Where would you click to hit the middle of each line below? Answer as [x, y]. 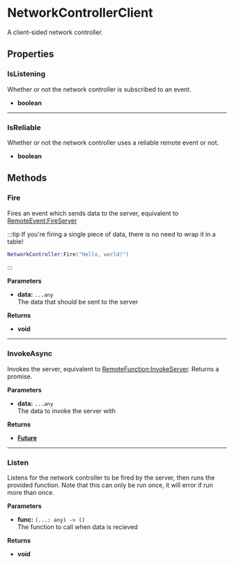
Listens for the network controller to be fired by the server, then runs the [111, 478]
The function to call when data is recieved [77, 527]
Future [27, 438]
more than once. [31, 493]
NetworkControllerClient [80, 13]
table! [15, 242]
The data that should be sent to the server [78, 302]
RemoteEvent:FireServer [42, 221]
